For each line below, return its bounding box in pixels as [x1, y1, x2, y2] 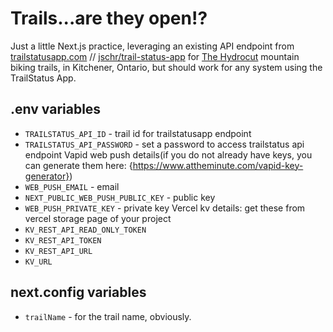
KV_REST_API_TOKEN [24, 235, 102, 246]
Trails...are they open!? [10, 7, 208, 30]
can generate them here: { [24, 159, 133, 171]
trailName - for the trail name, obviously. [24, 310, 192, 322]
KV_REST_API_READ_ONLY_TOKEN [24, 225, 147, 235]
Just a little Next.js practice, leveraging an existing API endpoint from [10, 40, 295, 52]
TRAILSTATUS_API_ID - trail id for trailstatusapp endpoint [24, 127, 252, 139]
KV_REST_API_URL [24, 246, 93, 256]
